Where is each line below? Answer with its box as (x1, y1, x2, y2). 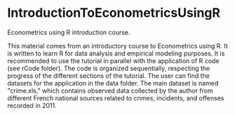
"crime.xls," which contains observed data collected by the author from (7, 86, 213, 95)
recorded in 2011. (7, 101, 58, 109)
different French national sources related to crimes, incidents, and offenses (7, 93, 224, 102)
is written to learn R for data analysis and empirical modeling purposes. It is (7, 49, 225, 57)
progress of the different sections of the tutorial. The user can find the (7, 72, 210, 80)
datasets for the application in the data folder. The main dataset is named (7, 79, 219, 87)
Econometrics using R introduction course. (7, 28, 131, 36)
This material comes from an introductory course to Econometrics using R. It (7, 41, 228, 50)
